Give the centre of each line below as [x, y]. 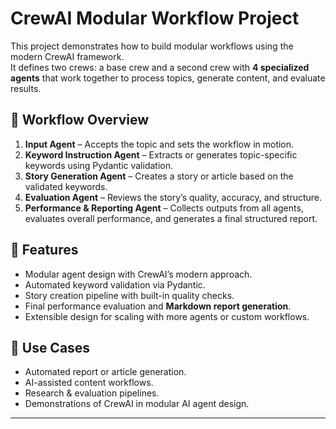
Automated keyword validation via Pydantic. [115, 284]
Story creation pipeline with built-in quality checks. [129, 295]
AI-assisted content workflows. [89, 383]
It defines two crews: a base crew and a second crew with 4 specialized [160, 67]
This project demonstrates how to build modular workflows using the [152, 46]
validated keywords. [66, 186]
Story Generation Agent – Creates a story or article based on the [159, 176]
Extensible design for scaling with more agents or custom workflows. [167, 316]
